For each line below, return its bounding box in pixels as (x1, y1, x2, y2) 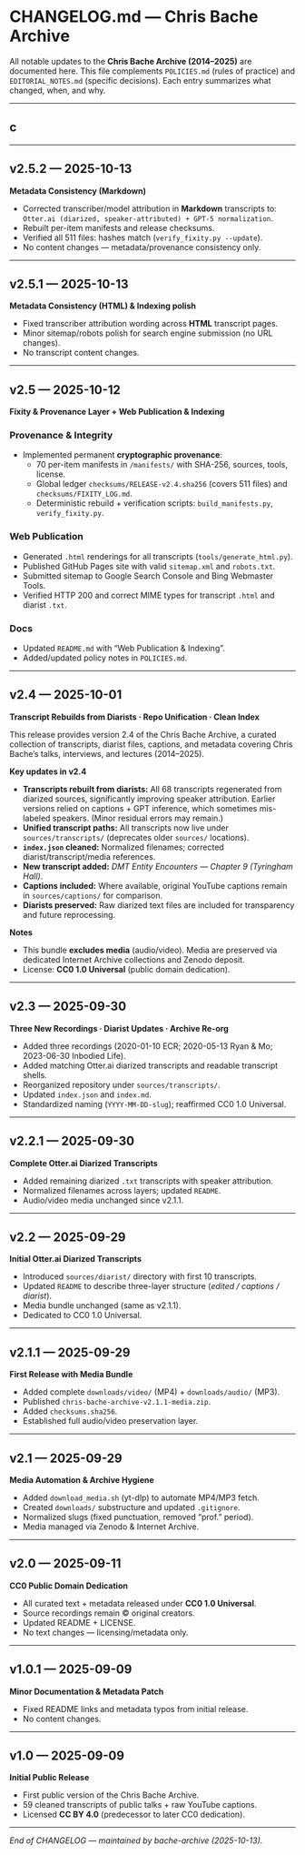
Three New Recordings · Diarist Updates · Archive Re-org (9, 1023, 229, 1033)
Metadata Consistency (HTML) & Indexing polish (9, 300, 197, 311)
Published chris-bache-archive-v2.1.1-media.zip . (22, 1396, 212, 1407)
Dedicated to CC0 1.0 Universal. (22, 1310, 143, 1321)
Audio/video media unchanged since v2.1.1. (22, 1195, 184, 1205)
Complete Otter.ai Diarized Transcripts (9, 1157, 159, 1168)
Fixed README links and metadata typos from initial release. (22, 1703, 249, 1714)
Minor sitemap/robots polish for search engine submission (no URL (22, 328, 274, 338)
